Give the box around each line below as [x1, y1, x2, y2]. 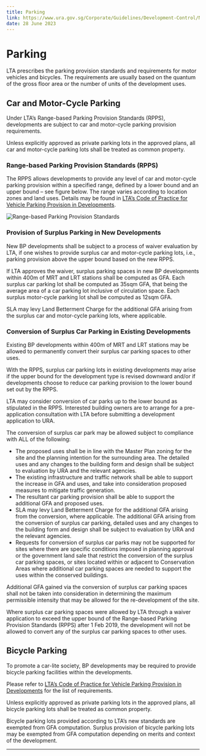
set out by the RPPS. [6, 386, 58, 393]
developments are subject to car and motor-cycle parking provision [6, 121, 177, 128]
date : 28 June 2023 [6, 20, 56, 26]
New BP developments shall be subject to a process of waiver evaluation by [6, 242, 198, 249]
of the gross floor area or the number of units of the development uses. [6, 80, 186, 88]
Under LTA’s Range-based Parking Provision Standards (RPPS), [6, 114, 166, 122]
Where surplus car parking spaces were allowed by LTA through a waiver [6, 609, 191, 616]
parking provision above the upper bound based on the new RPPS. [6, 255, 175, 263]
